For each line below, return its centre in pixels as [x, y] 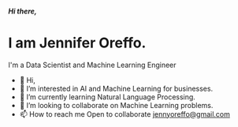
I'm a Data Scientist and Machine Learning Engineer [92, 65]
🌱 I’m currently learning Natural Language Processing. [107, 97]
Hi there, [23, 11]
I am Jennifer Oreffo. [77, 43]
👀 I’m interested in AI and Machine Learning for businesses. [116, 88]
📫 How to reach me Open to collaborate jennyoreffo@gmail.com [125, 114]
